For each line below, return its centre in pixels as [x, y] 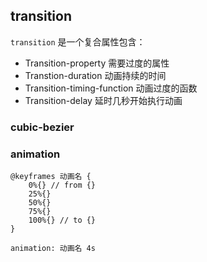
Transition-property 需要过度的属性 [97, 63]
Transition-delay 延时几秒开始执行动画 [103, 100]
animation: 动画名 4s [53, 249]
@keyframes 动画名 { [51, 177]
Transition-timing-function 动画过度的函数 [111, 88]
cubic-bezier [42, 127]
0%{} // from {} [62, 185]
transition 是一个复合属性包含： [78, 41]
